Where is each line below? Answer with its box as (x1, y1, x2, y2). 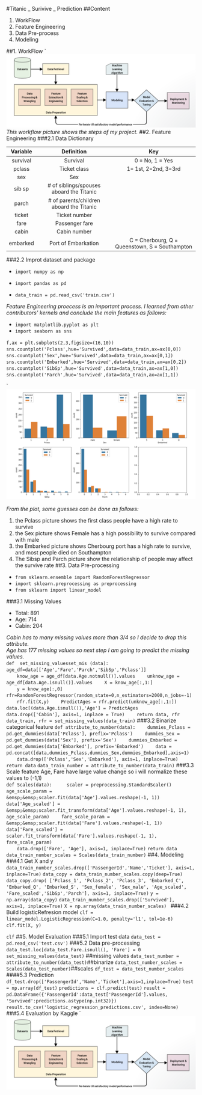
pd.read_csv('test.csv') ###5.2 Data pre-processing (6, 939, 140, 946)
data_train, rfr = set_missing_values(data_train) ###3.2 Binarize (6, 717, 177, 724)
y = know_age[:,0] (17, 686, 63, 692)
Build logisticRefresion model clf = (6, 908, 94, 916)
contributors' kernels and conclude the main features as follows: (6, 309, 167, 316)
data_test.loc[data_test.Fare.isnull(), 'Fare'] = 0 (6, 946, 141, 952)
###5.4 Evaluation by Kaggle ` (6, 1010, 81, 1017)
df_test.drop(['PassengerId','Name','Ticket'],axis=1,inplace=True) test (6, 978, 194, 985)
